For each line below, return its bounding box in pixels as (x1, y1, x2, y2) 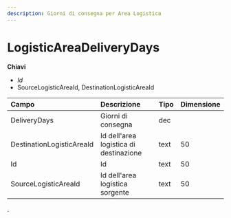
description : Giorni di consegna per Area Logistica (7, 10, 162, 17)
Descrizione (100, 99, 141, 109)
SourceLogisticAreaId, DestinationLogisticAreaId (16, 83, 155, 91)
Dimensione (180, 99, 221, 109)
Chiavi (7, 63, 26, 71)
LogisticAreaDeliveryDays (7, 39, 160, 55)
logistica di (100, 139, 135, 149)
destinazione (100, 148, 142, 157)
